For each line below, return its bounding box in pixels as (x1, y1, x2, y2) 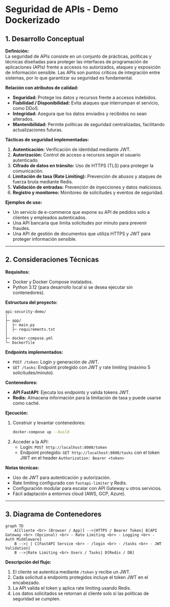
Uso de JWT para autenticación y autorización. (12, 474, 111, 480)
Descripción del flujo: (5, 559, 52, 565)
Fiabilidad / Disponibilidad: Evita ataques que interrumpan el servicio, (12, 100, 159, 106)
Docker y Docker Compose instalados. (12, 279, 93, 285)
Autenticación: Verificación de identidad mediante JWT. (12, 146, 131, 153)
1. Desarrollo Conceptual (5, 34, 84, 43)
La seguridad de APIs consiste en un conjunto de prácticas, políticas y (5, 53, 152, 59)
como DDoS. (12, 105, 39, 111)
